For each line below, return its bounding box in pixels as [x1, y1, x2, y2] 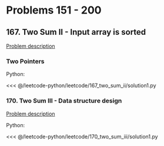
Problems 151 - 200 [6, 4, 102, 17]
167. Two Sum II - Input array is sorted [6, 27, 146, 37]
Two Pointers [6, 57, 45, 65]
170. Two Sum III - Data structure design [6, 97, 122, 105]
